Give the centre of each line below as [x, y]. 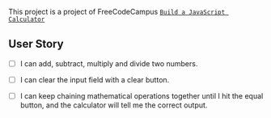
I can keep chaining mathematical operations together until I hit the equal [142, 95]
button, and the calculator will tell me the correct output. [114, 105]
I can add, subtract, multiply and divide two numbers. [109, 63]
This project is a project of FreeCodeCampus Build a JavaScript [117, 12]
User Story [36, 44]
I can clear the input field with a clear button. [95, 79]
